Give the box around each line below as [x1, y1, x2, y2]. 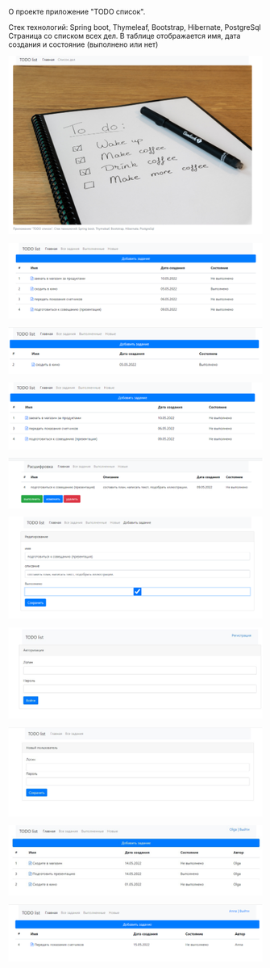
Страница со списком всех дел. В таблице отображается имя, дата [8, 31, 241, 40]
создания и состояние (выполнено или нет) [8, 40, 159, 49]
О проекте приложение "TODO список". [8, 7, 146, 16]
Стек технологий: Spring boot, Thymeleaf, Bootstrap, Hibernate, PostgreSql [8, 23, 261, 31]
